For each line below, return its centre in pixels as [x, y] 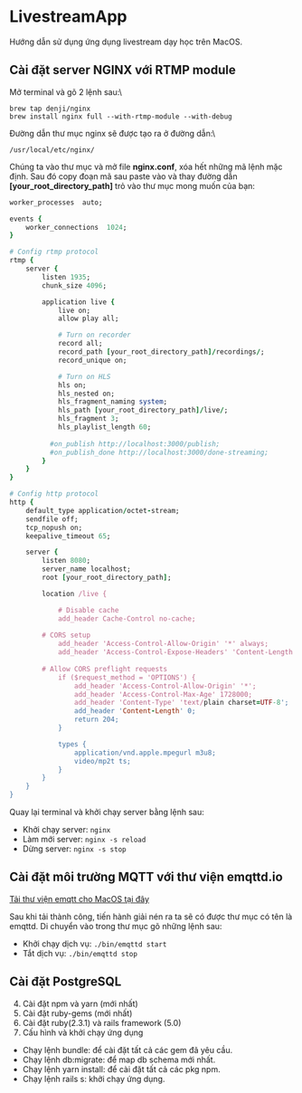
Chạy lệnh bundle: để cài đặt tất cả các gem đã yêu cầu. [127, 1050]
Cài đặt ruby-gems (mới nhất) [77, 1013]
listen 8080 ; [66, 561]
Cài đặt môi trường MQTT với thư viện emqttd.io [146, 877]
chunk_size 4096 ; [74, 285]
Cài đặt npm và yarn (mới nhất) [80, 1003]
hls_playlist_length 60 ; [104, 427]
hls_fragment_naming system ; [113, 402]
